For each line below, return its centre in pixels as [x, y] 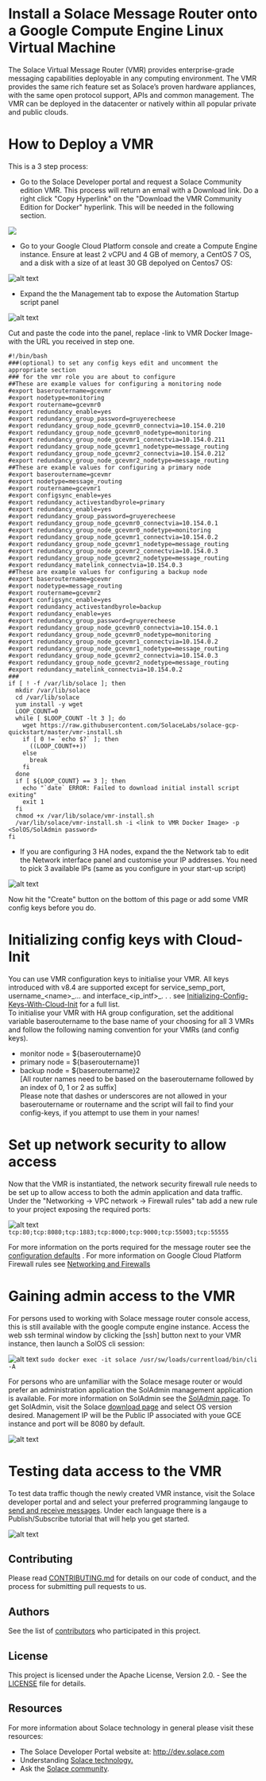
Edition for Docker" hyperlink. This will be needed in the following [127, 207]
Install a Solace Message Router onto [133, 14]
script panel [39, 302]
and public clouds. [39, 111]
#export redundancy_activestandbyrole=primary [87, 502]
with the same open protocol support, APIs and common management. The [131, 95]
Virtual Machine [62, 48]
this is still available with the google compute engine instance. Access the [129, 1326]
